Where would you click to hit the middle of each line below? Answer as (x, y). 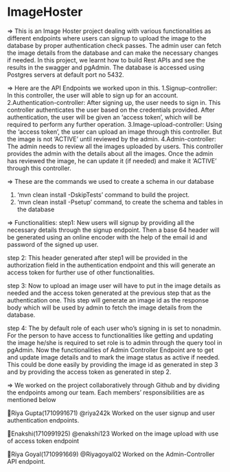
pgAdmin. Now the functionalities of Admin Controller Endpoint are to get (111, 350)
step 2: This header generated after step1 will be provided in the (97, 257)
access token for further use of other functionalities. (81, 272)
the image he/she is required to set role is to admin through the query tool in (115, 342)
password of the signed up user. (53, 244)
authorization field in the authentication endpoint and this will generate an (111, 265)
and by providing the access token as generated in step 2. (89, 372)
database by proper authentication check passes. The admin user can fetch (114, 45)
